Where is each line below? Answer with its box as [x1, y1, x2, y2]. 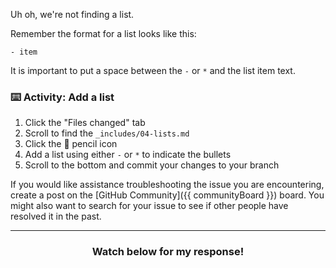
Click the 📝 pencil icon [24, 138, 118, 150]
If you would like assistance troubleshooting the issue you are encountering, [10, 179, 325, 191]
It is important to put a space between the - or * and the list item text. [10, 65, 296, 76]
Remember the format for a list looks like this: [10, 28, 197, 39]
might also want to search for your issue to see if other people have [10, 200, 289, 212]
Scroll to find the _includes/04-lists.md [24, 127, 190, 139]
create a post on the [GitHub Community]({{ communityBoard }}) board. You [10, 189, 325, 201]
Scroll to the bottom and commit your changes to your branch [24, 159, 280, 171]
